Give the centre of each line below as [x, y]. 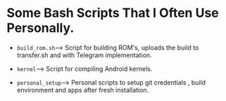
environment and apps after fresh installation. [83, 90]
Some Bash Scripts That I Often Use [113, 13]
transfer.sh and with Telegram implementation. [84, 55]
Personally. [40, 28]
